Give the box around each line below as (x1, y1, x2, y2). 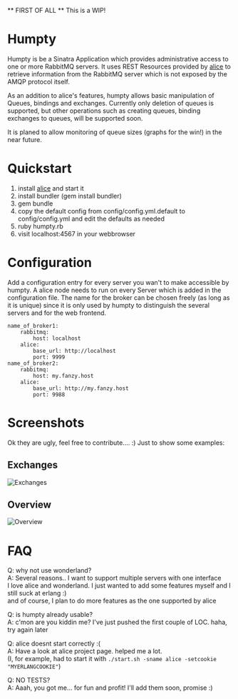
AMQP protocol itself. (7, 77, 70, 86)
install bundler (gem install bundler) (17, 191, 123, 200)
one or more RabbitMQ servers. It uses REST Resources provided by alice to (7, 62, 232, 71)
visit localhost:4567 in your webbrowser (17, 229, 136, 238)
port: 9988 (33, 391, 66, 398)
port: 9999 (33, 353, 66, 361)
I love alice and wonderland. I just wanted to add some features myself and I (7, 581, 231, 590)
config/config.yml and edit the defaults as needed (17, 214, 165, 223)
